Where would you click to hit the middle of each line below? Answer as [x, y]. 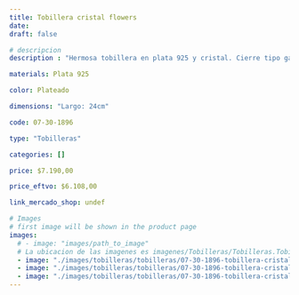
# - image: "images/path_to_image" [83, 243]
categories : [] [37, 155]
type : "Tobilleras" [45, 139]
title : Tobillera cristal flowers [73, 17]
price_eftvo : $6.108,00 [53, 187]
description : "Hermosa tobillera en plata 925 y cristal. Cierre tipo [145, 59]
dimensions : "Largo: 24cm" [59, 107]
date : [19, 26]
